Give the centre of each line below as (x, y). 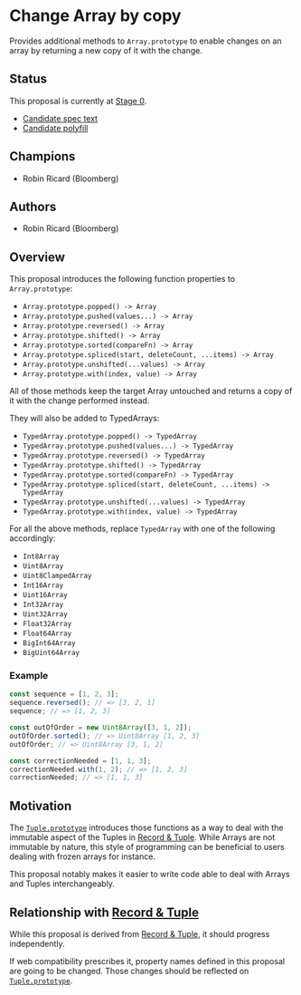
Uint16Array (45, 595)
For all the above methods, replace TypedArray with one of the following (142, 529)
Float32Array (47, 624)
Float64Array (47, 634)
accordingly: (33, 538)
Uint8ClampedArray (57, 576)
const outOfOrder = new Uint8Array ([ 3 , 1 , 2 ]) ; (101, 728)
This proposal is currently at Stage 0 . (78, 101)
